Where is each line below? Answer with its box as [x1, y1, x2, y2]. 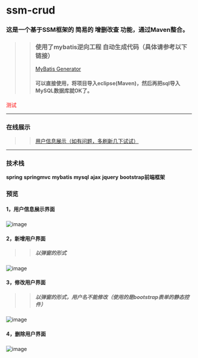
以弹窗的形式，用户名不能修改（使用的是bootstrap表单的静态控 [35, 293, 190, 300]
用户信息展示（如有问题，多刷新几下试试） [35, 137, 139, 144]
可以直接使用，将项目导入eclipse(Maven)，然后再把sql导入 [35, 80, 181, 87]
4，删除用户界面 [6, 330, 46, 337]
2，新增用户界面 [6, 235, 46, 242]
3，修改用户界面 [6, 279, 46, 286]
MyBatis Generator [35, 65, 81, 72]
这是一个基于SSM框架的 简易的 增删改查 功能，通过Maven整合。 [6, 26, 189, 34]
